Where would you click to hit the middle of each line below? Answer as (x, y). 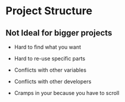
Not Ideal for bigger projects (59, 33)
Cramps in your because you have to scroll (67, 93)
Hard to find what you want (48, 47)
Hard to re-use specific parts (50, 58)
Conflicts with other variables (50, 70)
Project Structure (49, 11)
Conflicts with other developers (53, 82)
